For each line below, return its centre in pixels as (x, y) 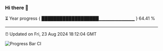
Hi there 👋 (17, 8)
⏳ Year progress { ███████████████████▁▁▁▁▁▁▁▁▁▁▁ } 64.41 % (80, 18)
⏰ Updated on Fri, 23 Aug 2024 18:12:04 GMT (51, 34)
